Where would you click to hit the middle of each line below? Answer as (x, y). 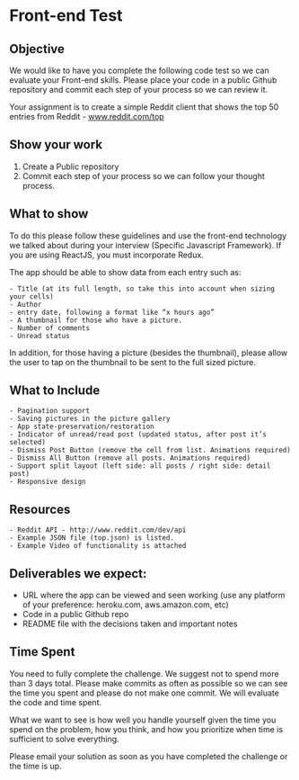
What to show (49, 214)
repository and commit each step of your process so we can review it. (139, 90)
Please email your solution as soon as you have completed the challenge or (149, 756)
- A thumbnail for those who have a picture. (96, 320)
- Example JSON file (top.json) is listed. (92, 538)
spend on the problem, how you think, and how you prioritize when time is (146, 729)
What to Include (55, 391)
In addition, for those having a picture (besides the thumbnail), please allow (149, 353)
